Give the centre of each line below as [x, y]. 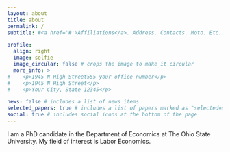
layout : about [27, 13]
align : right [32, 51]
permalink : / [26, 26]
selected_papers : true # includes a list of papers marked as [98, 108]
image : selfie [33, 58]
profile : [20, 45]
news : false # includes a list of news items [73, 102]
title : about [26, 20]
